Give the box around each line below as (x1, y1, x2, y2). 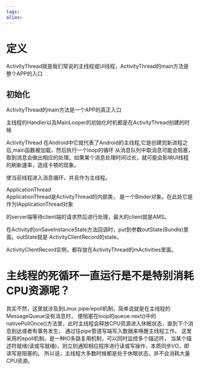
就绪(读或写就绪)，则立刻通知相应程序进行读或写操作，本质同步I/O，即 (16, 343, 189, 350)
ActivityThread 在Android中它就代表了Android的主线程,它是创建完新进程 (6, 139, 183, 146)
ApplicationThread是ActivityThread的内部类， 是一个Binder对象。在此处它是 (6, 193, 193, 201)
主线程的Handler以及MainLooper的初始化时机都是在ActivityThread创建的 (6, 119, 185, 126)
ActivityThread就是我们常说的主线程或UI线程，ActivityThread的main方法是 (6, 63, 189, 70)
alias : (6, 14, 23, 20)
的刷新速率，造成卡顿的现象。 (6, 162, 79, 169)
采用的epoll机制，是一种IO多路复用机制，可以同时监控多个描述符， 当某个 (6, 335, 187, 342)
